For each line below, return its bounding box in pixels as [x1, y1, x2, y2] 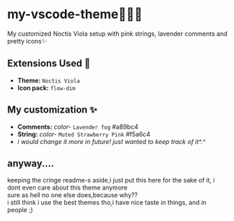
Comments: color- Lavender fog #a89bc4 [17, 122, 138, 131]
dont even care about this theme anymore [7, 183, 128, 192]
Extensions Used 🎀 [7, 57, 91, 69]
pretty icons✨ [7, 36, 47, 45]
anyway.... [7, 157, 54, 169]
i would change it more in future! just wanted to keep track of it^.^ [17, 137, 206, 145]
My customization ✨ [7, 104, 98, 116]
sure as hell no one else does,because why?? [7, 191, 138, 199]
